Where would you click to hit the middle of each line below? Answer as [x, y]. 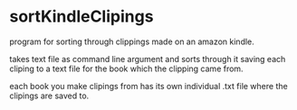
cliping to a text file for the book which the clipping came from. [126, 69]
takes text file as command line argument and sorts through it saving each [148, 59]
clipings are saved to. [49, 96]
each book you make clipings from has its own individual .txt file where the [148, 86]
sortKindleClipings [81, 17]
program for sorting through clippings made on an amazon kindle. [132, 41]
